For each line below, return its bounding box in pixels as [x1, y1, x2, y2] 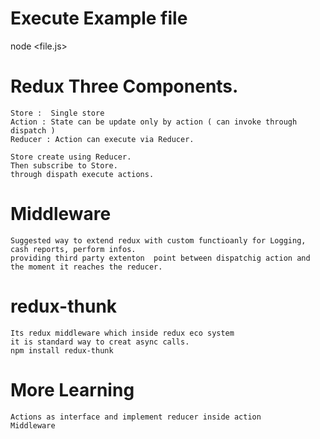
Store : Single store [10, 108, 105, 118]
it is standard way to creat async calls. [10, 337, 190, 347]
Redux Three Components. [10, 75, 239, 98]
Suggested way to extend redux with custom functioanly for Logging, [10, 235, 307, 246]
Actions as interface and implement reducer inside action [10, 412, 262, 422]
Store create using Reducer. [10, 152, 132, 162]
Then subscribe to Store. [10, 160, 118, 171]
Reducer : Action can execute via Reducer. [10, 134, 195, 144]
